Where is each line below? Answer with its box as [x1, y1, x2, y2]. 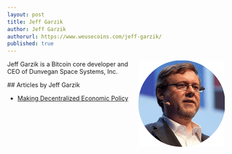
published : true [7, 40, 54, 48]
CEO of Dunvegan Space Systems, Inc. [7, 68, 118, 76]
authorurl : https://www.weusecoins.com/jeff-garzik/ [7, 33, 162, 40]
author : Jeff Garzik [7, 26, 67, 32]
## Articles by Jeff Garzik [7, 81, 81, 89]
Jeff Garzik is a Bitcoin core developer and [7, 60, 128, 68]
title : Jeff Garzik [7, 18, 64, 26]
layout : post [7, 11, 45, 18]
